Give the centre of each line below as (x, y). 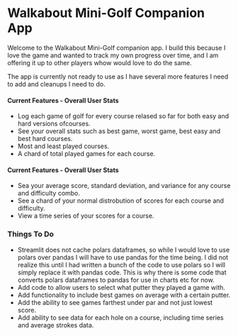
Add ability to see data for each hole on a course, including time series (121, 318)
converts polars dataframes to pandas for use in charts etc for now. (116, 280)
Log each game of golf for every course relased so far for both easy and (123, 116)
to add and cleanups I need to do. (56, 84)
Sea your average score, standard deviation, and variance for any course (124, 186)
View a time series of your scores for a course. (86, 216)
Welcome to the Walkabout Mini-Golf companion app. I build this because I (117, 47)
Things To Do (31, 234)
